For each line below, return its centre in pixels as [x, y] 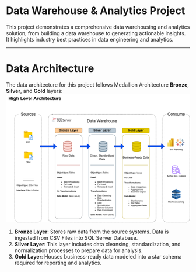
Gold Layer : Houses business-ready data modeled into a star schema [98, 257]
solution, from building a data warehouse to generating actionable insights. [96, 33]
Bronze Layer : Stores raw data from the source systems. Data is [92, 232]
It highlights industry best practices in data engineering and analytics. [90, 39]
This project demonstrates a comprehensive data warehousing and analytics [98, 27]
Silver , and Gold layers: [34, 91]
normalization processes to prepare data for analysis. [78, 250]
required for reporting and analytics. [58, 263]
